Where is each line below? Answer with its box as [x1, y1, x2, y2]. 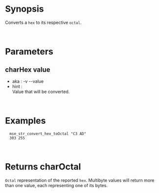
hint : [12, 83, 23, 89]
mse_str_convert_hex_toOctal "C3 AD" [9, 131, 87, 136]
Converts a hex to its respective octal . [5, 19, 82, 25]
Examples [5, 116, 46, 126]
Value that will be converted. [12, 89, 70, 95]
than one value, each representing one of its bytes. [5, 182, 108, 188]
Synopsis [5, 3, 44, 15]
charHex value [5, 65, 50, 74]
